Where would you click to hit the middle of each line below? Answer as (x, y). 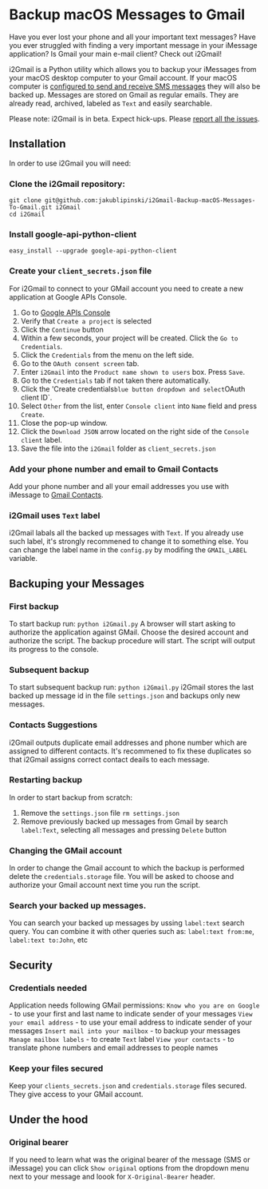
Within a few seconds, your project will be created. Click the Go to (129, 338)
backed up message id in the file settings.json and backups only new (125, 696)
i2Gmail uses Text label (55, 515)
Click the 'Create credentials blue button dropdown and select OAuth (133, 388)
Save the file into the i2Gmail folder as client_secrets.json (118, 448)
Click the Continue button (62, 329)
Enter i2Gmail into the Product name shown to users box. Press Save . (133, 372)
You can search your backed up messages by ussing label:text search (127, 923)
